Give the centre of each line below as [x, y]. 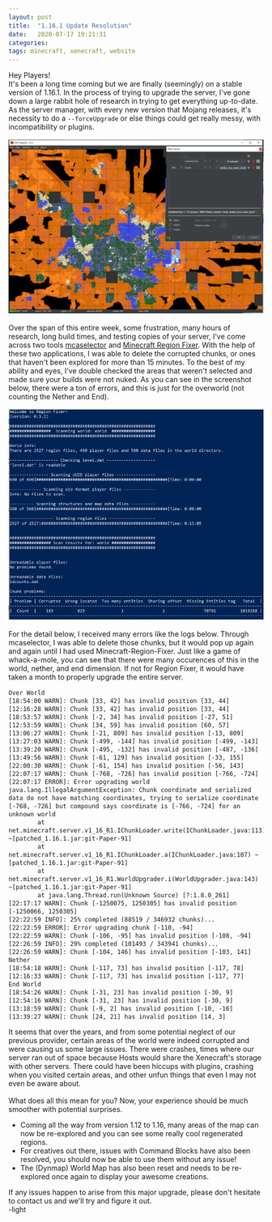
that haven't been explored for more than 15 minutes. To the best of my [127, 362]
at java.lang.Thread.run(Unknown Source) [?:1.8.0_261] [134, 895]
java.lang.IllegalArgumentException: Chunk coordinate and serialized [130, 790]
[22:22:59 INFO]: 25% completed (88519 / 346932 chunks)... [112, 919]
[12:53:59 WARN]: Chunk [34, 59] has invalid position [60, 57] [119, 725]
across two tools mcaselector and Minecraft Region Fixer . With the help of [132, 345]
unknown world [32, 814]
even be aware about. [45, 1083]
